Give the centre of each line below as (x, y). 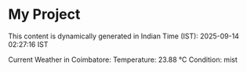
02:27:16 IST (28, 44)
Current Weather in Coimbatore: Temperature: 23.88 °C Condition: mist (123, 59)
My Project (44, 14)
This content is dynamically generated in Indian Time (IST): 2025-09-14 (123, 36)
